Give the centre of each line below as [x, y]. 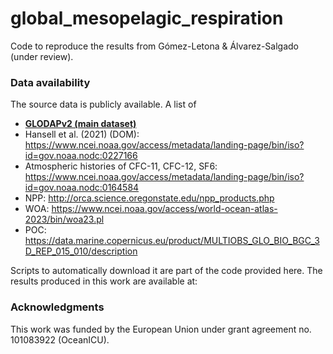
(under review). [42, 56]
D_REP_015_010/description [81, 251]
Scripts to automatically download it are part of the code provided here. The [166, 271]
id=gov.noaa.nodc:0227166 [81, 156]
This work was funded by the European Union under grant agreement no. [161, 329]
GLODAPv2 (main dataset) [80, 124]
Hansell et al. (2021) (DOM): [82, 134]
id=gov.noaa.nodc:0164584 [82, 188]
